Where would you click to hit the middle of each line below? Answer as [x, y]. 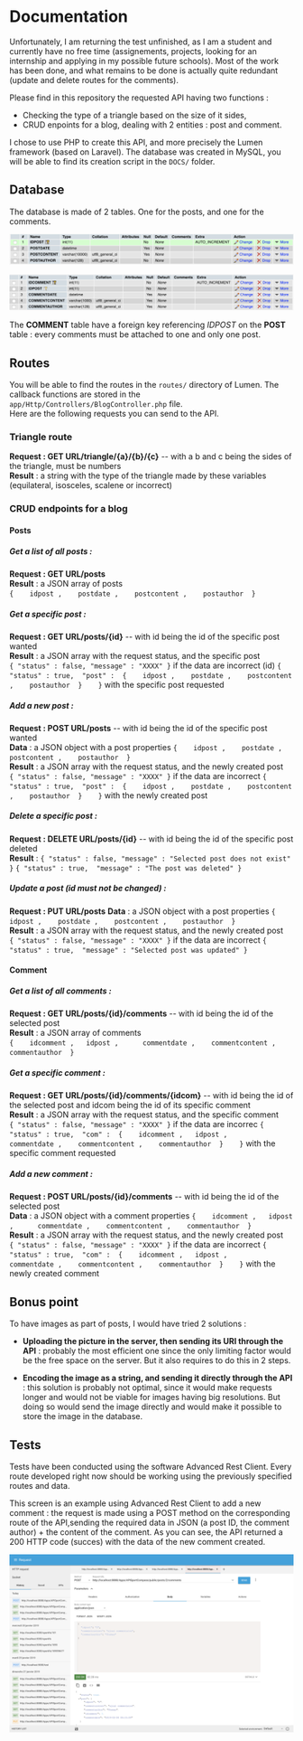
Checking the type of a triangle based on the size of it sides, [134, 115]
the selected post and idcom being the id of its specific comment [130, 1106]
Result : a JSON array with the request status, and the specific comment [144, 1115]
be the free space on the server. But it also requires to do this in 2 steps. [156, 1360]
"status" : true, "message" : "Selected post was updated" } [129, 950]
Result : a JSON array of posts [66, 583]
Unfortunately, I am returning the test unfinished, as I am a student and [141, 42]
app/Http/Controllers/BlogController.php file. [96, 404]
